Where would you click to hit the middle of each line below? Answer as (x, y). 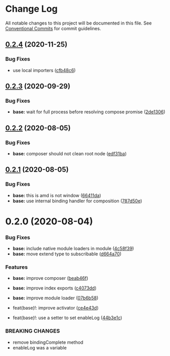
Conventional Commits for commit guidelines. (53, 28)
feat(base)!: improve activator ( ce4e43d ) (55, 308)
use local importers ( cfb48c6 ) (44, 70)
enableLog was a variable (40, 347)
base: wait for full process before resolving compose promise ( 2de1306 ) (89, 112)
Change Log (31, 9)
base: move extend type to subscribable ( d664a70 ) (67, 254)
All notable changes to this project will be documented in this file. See (79, 23)
